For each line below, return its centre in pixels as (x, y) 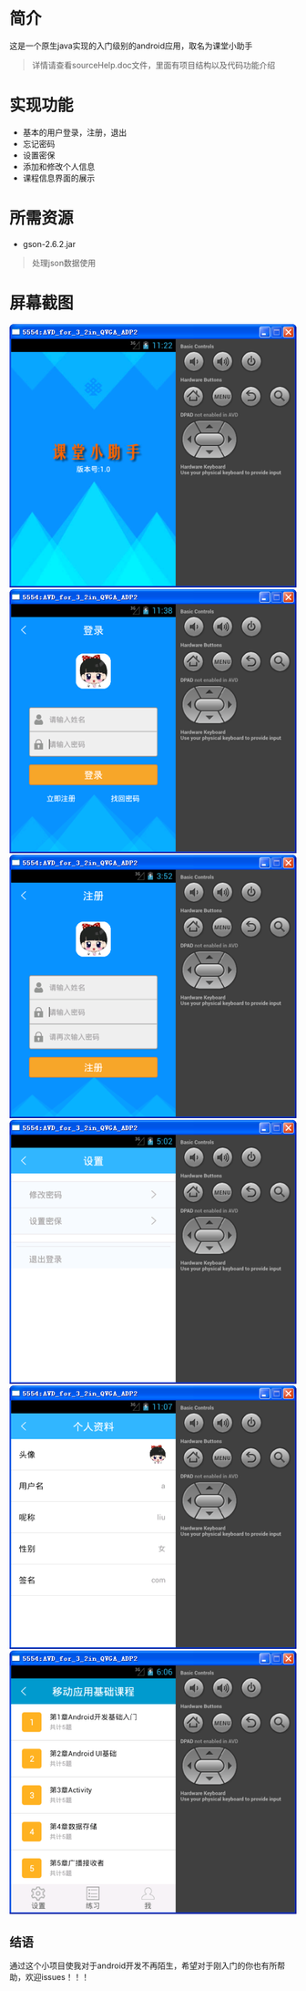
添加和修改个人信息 (59, 166)
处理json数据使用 (64, 263)
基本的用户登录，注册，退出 (75, 132)
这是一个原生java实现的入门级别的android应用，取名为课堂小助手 (131, 46)
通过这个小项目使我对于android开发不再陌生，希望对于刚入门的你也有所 (143, 1965)
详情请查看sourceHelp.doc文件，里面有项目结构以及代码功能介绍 (153, 65)
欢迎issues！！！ (57, 1977)
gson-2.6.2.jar (49, 244)
